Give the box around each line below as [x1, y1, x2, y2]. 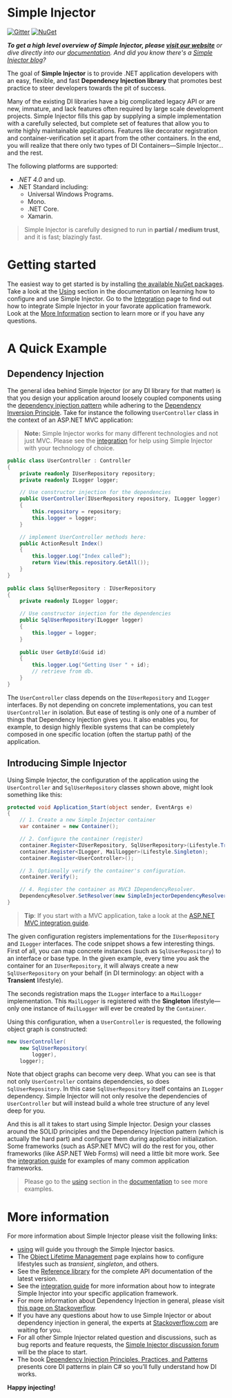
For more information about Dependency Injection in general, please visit [17, 1296, 225, 1305]
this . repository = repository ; [32, 508, 122, 515]
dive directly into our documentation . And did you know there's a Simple [7, 48, 213, 57]
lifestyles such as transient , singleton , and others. [17, 1260, 159, 1268]
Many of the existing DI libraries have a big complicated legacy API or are [7, 97, 215, 105]
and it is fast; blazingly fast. [23, 233, 102, 241]
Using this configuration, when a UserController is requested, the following [7, 1017, 222, 1026]
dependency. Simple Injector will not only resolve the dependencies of [7, 1092, 207, 1100]
